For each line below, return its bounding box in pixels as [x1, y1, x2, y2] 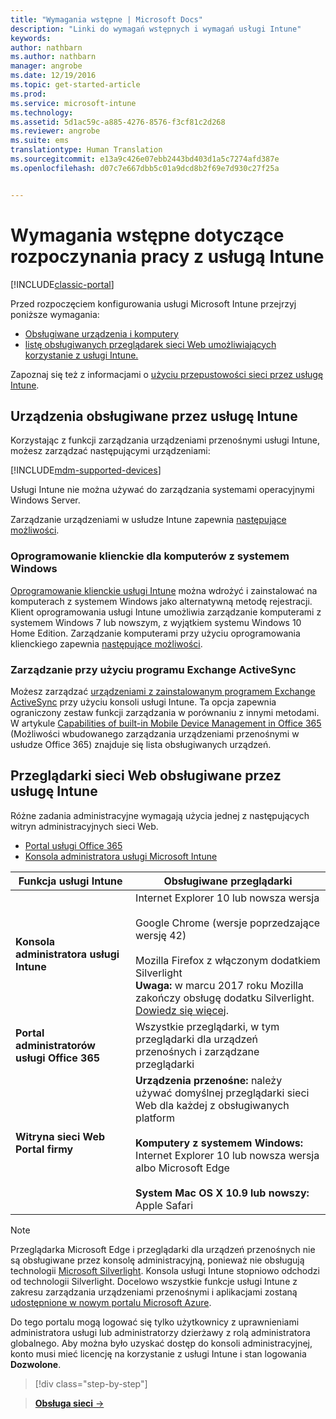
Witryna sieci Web [15, 1129, 106, 1143]
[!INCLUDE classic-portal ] [10, 278, 115, 290]
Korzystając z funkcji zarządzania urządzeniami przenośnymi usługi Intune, [10, 434, 321, 446]
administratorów [15, 1038, 96, 1052]
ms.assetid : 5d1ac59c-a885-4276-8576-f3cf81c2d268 [10, 117, 226, 127]
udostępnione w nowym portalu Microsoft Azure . [10, 1296, 212, 1308]
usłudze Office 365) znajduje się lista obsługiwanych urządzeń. [10, 738, 272, 750]
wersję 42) [135, 928, 187, 942]
